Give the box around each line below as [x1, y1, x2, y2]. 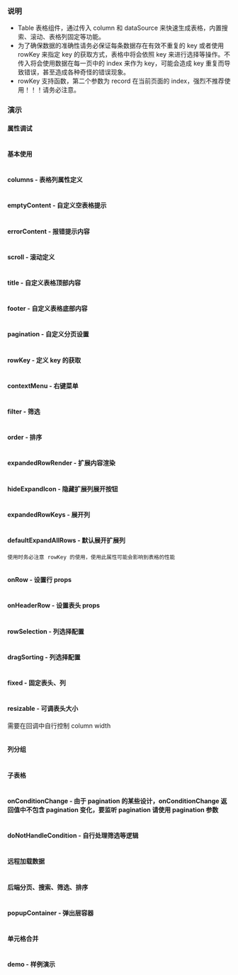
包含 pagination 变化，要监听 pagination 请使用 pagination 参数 [31, 805, 219, 814]
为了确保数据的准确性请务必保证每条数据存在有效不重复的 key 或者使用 [17, 41, 225, 50]
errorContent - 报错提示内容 [7, 227, 90, 235]
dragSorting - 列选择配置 [7, 653, 81, 661]
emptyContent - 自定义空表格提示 [7, 201, 107, 210]
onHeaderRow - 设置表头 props [7, 601, 101, 610]
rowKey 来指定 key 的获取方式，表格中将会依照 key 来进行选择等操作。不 [17, 50, 230, 59]
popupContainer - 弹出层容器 [7, 908, 94, 917]
